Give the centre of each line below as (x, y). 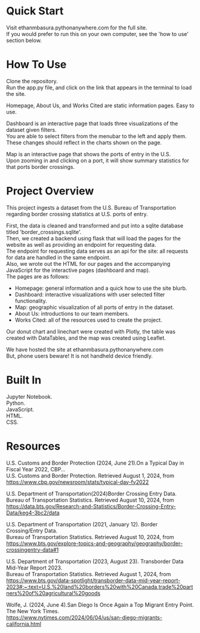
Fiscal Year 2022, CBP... (36, 469)
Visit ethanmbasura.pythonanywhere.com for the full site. (77, 28)
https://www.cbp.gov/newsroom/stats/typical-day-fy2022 (78, 482)
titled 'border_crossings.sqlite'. (44, 232)
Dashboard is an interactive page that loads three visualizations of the (92, 123)
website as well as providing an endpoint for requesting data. (81, 244)
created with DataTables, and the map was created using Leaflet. (86, 338)
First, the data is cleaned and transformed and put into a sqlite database (95, 225)
